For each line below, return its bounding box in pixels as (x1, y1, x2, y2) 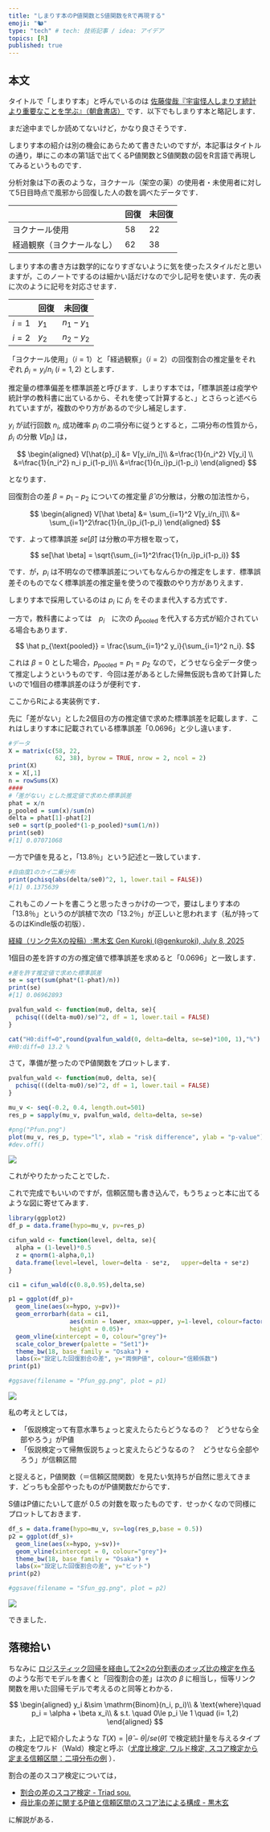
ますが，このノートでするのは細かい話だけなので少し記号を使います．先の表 (8, 271, 261, 281)
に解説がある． (8, 1814, 58, 1824)
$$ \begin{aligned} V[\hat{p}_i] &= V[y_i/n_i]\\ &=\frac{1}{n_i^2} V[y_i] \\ (16, 449, 254, 459)
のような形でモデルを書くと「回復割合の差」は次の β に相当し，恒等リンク (8, 1673, 256, 1683)
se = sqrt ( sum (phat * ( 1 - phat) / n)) (8, 976, 121, 984)
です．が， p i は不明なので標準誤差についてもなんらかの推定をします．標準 (8, 566, 255, 579)
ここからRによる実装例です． (8, 696, 104, 705)
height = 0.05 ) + (69, 1325, 125, 1333)
